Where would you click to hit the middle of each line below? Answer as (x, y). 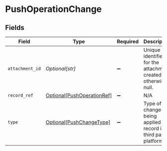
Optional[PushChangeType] (78, 122)
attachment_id (24, 69)
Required (128, 42)
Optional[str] (61, 69)
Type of (152, 103)
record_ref (20, 95)
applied (152, 122)
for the (151, 62)
